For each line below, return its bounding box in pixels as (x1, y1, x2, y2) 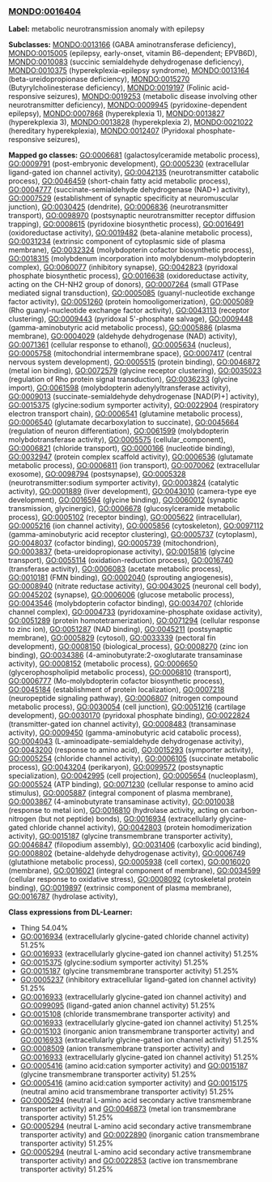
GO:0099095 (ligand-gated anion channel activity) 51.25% (19, 1000, 216, 1011)
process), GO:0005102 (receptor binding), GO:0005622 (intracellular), (8, 513, 243, 522)
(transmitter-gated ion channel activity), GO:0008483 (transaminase (8, 720, 236, 729)
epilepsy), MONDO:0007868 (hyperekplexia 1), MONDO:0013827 (8, 109, 225, 118)
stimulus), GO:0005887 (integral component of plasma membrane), (8, 789, 233, 798)
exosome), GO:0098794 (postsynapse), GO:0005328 (8, 469, 186, 479)
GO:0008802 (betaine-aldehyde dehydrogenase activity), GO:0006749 (8, 849, 246, 858)
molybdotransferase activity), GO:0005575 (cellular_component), (8, 435, 226, 445)
